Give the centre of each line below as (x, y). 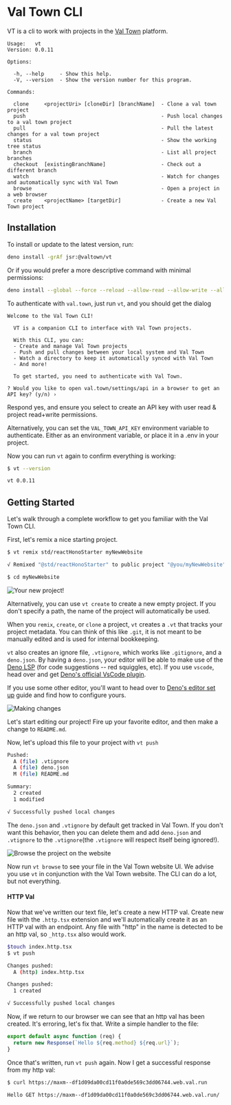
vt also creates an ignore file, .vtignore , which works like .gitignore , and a (114, 652)
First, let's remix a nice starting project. (63, 540)
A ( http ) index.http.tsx (49, 972)
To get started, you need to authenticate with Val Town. (98, 376)
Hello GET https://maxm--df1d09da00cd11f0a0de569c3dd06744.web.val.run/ (113, 1095)
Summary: (20, 787)
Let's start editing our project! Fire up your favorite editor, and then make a (113, 722)
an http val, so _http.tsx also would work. (67, 934)
